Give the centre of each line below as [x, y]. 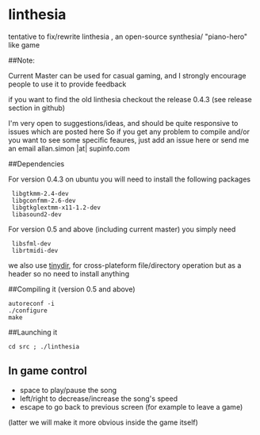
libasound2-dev [36, 214]
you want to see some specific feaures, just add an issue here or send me [129, 139]
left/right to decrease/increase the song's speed [99, 399]
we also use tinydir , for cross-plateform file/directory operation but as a [125, 265]
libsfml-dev [31, 243]
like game [24, 44]
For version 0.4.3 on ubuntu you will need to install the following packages [130, 179]
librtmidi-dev [35, 250]
